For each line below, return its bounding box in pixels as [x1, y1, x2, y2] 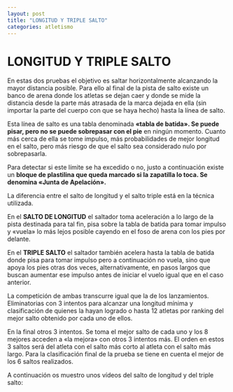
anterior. [7, 278, 31, 287]
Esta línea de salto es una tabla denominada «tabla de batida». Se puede [7, 120, 220, 128]
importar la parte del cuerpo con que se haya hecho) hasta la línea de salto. [7, 106, 225, 115]
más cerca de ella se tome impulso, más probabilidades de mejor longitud [7, 134, 220, 143]
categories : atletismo [7, 23, 73, 30]
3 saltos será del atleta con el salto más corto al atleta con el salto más [7, 342, 211, 351]
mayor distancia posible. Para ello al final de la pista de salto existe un [7, 84, 209, 92]
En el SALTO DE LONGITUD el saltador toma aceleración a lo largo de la [7, 213, 214, 221]
